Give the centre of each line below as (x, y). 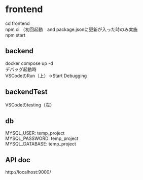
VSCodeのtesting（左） (30, 104)
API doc (18, 160)
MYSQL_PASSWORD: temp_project (42, 138)
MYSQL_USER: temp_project (35, 133)
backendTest (26, 92)
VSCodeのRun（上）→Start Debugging (46, 76)
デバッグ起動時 (21, 69)
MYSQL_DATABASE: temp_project (41, 144)
